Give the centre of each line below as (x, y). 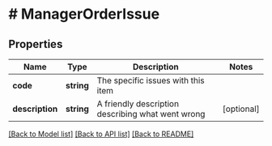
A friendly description (138, 104)
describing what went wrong (151, 114)
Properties (36, 44)
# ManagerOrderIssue (84, 14)
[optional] (241, 109)
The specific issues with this (151, 80)
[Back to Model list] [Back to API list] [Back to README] (101, 134)
